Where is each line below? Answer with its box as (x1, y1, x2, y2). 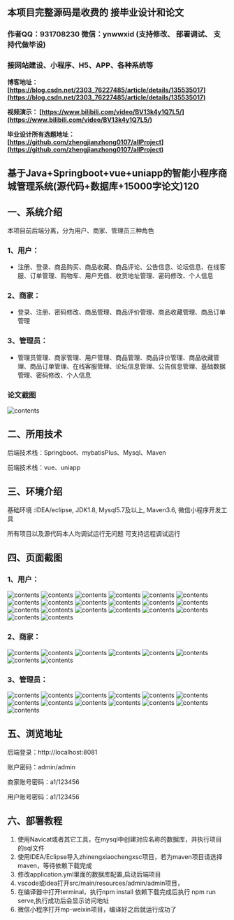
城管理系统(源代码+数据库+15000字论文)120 (7, 181, 200, 192)
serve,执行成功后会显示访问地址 (17, 896, 110, 905)
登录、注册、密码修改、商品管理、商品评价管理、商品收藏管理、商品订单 (17, 308, 226, 317)
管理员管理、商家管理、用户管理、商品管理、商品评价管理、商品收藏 (17, 353, 214, 362)
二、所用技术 (7, 428, 63, 440)
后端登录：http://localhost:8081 (7, 748, 98, 756)
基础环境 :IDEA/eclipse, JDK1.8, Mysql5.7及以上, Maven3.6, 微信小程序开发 (7, 505, 221, 514)
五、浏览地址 (7, 728, 63, 740)
